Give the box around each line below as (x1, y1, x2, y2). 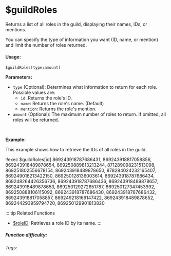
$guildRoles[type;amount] (5, 65, 61, 70)
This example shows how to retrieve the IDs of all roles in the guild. (5, 147, 147, 153)
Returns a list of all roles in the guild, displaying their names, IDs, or (5, 21, 148, 27)
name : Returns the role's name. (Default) (20, 101, 104, 107)
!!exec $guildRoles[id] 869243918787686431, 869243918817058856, (5, 156, 152, 163)
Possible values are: (12, 89, 55, 96)
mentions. (5, 26, 27, 32)
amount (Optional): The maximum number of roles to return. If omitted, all (12, 111, 166, 117)
